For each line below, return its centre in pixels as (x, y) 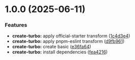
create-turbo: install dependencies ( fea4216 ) (60, 52)
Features (16, 25)
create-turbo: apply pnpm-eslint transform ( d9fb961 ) (68, 41)
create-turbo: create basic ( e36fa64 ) (51, 47)
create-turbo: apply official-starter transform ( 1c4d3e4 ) (71, 36)
